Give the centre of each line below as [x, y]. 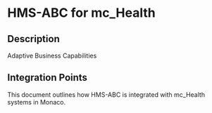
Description [33, 39]
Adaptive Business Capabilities [52, 55]
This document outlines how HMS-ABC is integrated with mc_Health [106, 94]
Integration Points [48, 78]
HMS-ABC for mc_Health [82, 13]
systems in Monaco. [37, 102]
